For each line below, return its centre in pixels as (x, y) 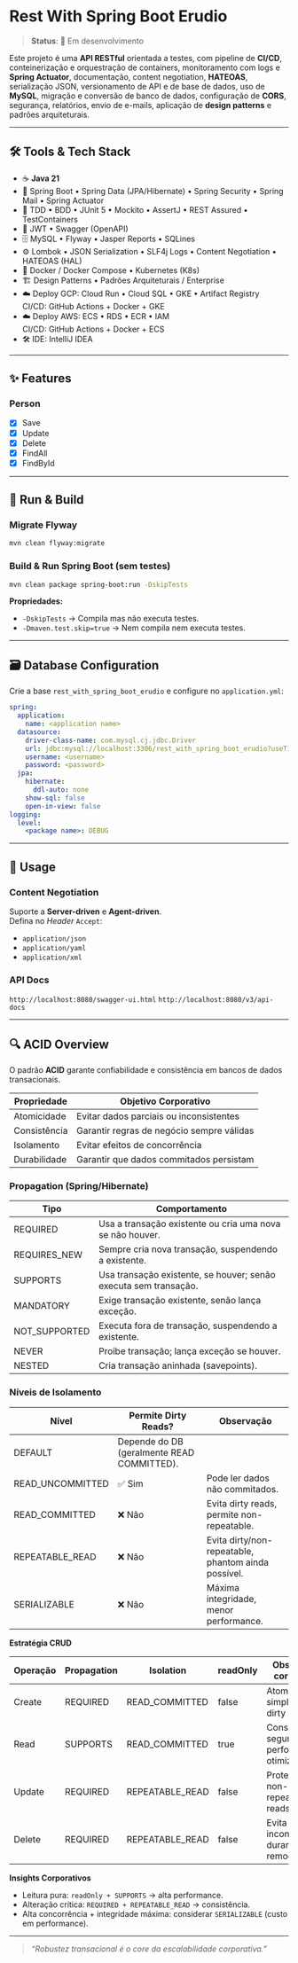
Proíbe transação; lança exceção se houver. (190, 1351)
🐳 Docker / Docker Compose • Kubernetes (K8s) (111, 270)
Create (28, 1701)
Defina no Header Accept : (56, 920)
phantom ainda (237, 1562)
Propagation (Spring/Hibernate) (79, 1186)
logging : (25, 814)
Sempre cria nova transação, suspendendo (188, 1249)
